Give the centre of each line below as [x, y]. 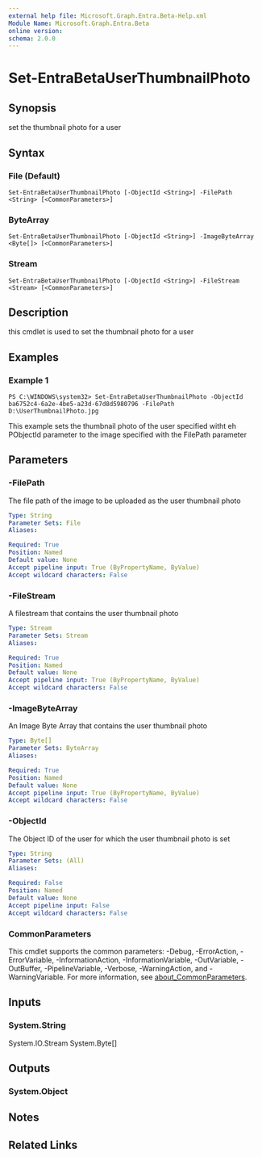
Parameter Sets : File [45, 523]
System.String [37, 1025]
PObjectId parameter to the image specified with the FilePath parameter [128, 435]
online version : [35, 31]
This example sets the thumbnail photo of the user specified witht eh [122, 426]
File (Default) [34, 176]
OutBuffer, [25, 968]
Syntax [27, 153]
